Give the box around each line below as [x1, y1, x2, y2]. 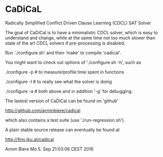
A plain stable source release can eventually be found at [5, 127, 120, 133]
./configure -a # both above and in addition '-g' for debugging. [5, 88, 133, 94]
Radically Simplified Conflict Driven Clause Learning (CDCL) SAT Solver [5, 20, 152, 26]
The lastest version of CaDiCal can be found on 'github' [5, 98, 118, 104]
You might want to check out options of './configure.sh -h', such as [5, 59, 141, 65]
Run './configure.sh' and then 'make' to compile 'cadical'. [5, 50, 121, 56]
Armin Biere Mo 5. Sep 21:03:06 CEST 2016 [5, 146, 94, 152]
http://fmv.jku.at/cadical [5, 136, 54, 142]
